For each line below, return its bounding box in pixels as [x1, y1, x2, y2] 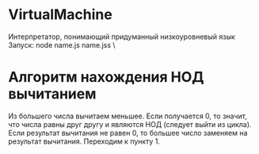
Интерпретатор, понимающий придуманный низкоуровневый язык [8, 32, 236, 41]
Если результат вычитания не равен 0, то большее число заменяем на [8, 128, 248, 137]
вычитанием [8, 85, 97, 103]
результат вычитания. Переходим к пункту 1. [8, 137, 161, 146]
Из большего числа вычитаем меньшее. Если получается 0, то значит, [8, 111, 247, 121]
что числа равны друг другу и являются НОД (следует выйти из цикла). [8, 119, 252, 129]
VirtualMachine [8, 6, 112, 24]
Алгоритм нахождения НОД [8, 68, 204, 87]
